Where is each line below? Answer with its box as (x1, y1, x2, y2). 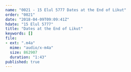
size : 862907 (10, 50, 38, 55)
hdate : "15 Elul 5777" (5, 21, 54, 27)
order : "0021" (5, 12, 36, 17)
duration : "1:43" (10, 54, 47, 60)
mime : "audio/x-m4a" (10, 45, 54, 50)
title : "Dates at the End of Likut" (5, 26, 83, 31)
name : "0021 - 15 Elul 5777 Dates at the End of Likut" (5, 7, 126, 13)
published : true (5, 59, 40, 64)
